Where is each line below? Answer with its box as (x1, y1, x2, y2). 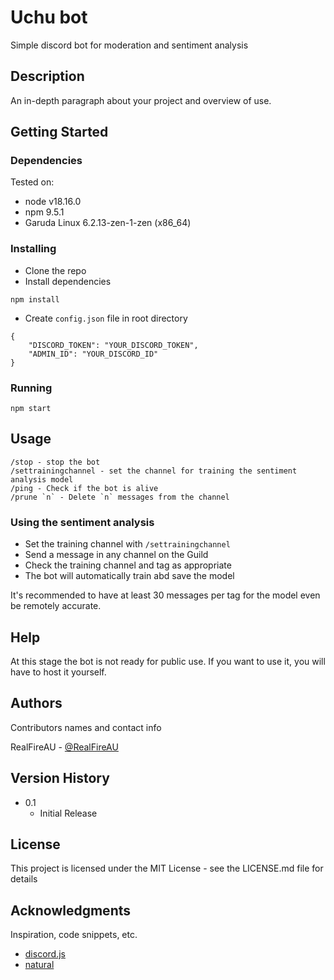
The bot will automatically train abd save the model (24, 570, 235, 582)
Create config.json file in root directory (24, 312, 188, 324)
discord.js (24, 948, 66, 960)
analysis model (10, 474, 74, 485)
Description (10, 68, 85, 85)
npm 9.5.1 (24, 206, 65, 218)
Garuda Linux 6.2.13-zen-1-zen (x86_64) (24, 217, 192, 229)
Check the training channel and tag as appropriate (24, 559, 232, 571)
